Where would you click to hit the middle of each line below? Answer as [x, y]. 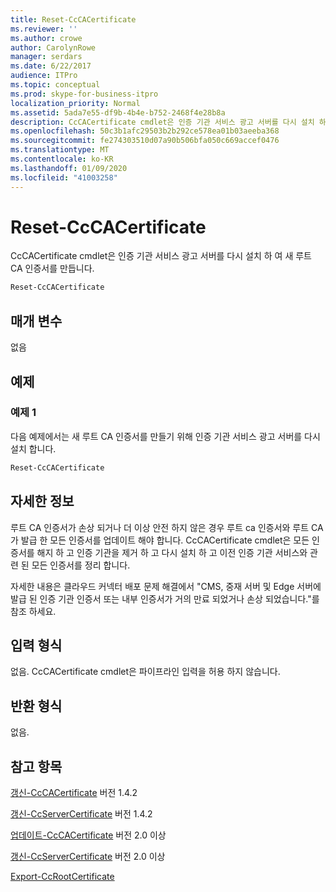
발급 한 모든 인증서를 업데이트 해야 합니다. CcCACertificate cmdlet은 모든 [165, 540]
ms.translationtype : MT [60, 150]
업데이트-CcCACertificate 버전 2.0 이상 [88, 835]
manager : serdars [46, 57]
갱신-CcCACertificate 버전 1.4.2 [74, 792]
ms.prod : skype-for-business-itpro [84, 94]
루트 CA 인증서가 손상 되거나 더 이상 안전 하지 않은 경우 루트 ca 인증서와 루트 [160, 527]
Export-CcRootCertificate [62, 876]
